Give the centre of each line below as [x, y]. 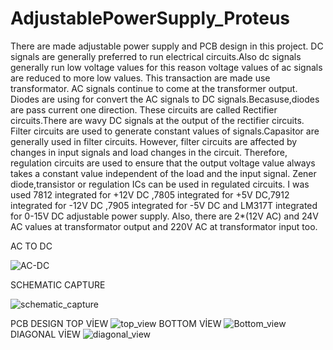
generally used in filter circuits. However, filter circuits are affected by [154, 141]
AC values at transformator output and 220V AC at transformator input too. [164, 226]
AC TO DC [31, 246]
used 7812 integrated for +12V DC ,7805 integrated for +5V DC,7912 [150, 194]
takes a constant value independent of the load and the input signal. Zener [163, 173]
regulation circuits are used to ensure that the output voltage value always [163, 163]
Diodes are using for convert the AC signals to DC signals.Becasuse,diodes [165, 99]
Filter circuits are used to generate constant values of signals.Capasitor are [165, 131]
